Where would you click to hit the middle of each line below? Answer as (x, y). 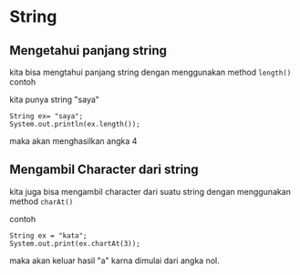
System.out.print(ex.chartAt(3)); (75, 243)
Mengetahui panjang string (88, 51)
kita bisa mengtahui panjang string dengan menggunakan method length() (150, 72)
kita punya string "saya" (55, 99)
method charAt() (41, 201)
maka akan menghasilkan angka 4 (73, 141)
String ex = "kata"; (49, 235)
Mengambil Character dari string (104, 170)
